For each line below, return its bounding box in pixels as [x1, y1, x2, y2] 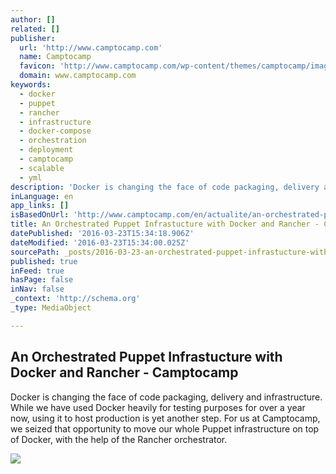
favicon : [19, 61, 56, 71]
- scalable [19, 163, 65, 173]
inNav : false [10, 284, 65, 295]
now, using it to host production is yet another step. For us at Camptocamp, [10, 412, 321, 424]
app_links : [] [10, 201, 70, 211]
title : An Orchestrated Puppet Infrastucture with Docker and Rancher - [10, 219, 320, 230]
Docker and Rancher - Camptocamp [10, 364, 239, 381]
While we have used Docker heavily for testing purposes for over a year [10, 401, 306, 413]
